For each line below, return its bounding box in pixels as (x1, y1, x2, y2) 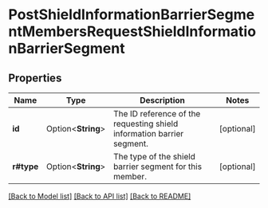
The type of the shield (112, 151, 195, 162)
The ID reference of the (112, 108, 201, 119)
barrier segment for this (112, 161, 202, 172)
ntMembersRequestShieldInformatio (8, 22, 257, 41)
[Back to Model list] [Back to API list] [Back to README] (8, 191, 191, 201)
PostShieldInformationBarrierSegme (8, 6, 255, 24)
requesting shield (112, 118, 179, 129)
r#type (12, 161, 39, 172)
